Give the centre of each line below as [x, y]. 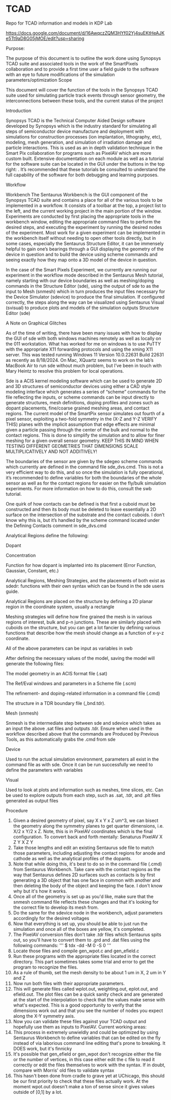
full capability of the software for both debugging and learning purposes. [82, 175]
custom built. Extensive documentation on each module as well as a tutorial [85, 158]
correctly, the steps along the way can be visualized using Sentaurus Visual [85, 302]
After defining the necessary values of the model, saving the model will [80, 658]
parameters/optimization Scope [39, 80]
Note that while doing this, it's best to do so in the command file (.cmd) [88, 864]
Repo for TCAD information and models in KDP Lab [59, 23]
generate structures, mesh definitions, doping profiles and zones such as [82, 402]
